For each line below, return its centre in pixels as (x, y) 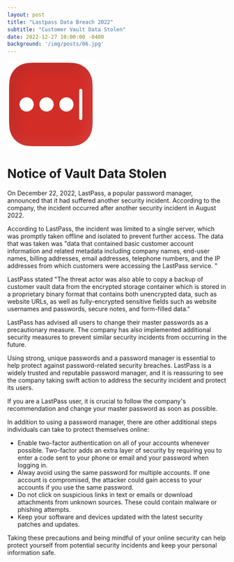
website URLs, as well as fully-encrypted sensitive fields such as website (112, 302)
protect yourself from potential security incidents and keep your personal (112, 545)
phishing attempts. (44, 510)
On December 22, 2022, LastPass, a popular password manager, (100, 193)
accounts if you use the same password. (76, 487)
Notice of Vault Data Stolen (87, 174)
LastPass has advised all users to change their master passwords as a (108, 322)
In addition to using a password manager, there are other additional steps (112, 422)
